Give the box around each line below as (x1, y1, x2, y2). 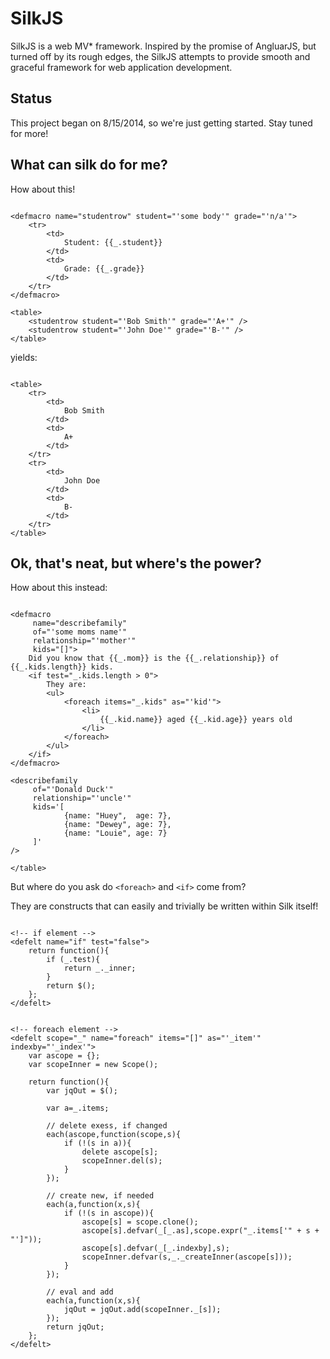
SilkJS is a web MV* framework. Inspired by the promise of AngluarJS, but (10, 40, 317, 52)
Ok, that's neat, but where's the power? (10, 555, 262, 572)
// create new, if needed (46, 1191, 155, 1201)
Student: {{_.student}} (63, 237, 163, 247)
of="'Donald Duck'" (32, 785, 114, 795)
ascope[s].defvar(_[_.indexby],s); (81, 1243, 230, 1254)
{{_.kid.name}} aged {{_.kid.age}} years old (99, 715, 293, 725)
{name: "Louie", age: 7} (63, 828, 168, 839)
